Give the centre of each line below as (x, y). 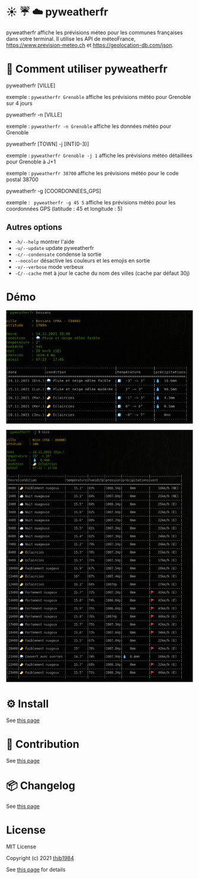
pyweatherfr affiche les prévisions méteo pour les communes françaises (94, 32)
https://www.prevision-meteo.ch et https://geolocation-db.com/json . (90, 45)
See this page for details (36, 870)
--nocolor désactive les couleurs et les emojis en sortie (82, 260)
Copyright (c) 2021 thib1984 (40, 858)
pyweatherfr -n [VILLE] (34, 114)
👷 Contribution (43, 744)
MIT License (21, 846)
